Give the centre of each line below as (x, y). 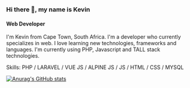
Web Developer (26, 24)
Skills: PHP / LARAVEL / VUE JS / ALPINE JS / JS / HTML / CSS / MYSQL (95, 67)
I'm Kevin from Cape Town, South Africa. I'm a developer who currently (94, 37)
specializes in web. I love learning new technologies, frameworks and (91, 43)
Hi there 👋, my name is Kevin (48, 10)
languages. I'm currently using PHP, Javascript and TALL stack (83, 49)
